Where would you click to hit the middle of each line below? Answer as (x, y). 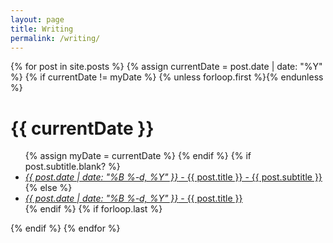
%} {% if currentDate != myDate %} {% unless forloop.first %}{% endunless (167, 77)
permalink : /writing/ (55, 38)
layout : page (37, 19)
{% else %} (48, 188)
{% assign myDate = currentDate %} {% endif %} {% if (138, 156)
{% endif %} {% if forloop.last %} (93, 209)
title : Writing (42, 29)
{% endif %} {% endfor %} (65, 228)
